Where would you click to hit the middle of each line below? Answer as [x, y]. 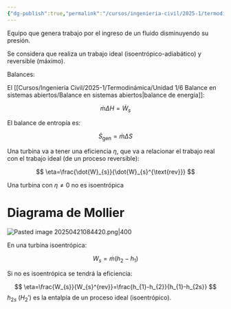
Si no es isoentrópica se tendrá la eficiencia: [70, 273]
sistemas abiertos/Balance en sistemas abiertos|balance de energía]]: [106, 95]
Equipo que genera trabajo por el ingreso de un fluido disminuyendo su [108, 33]
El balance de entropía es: [44, 123]
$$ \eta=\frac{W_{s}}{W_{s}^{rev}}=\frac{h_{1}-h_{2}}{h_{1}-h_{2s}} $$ [115, 286]
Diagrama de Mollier [66, 213]
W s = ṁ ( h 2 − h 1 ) [115, 260]
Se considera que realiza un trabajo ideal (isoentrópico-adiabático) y [104, 54]
